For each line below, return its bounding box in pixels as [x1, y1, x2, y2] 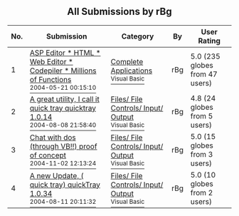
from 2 [190, 187, 213, 197]
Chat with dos [29, 132, 76, 142]
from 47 [190, 69, 218, 79]
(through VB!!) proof [29, 141, 97, 151]
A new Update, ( [29, 170, 84, 180]
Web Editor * [29, 56, 73, 66]
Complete [110, 56, 144, 66]
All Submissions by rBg [67, 6, 172, 18]
